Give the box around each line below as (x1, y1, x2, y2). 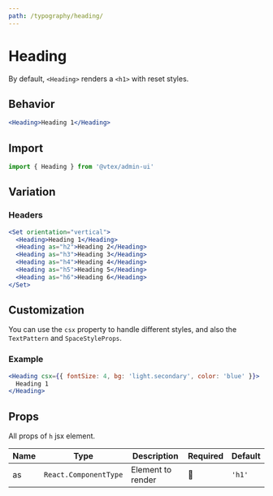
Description (132, 451, 179, 462)
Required (188, 451, 224, 462)
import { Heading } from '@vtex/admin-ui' (8, 163, 154, 171)
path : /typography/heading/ (8, 11, 104, 20)
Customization (8, 304, 85, 317)
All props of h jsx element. (8, 431, 96, 441)
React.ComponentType (43, 470, 123, 480)
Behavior (8, 97, 55, 110)
